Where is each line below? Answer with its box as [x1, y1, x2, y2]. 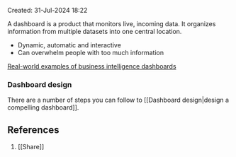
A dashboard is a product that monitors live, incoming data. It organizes [7, 20, 216, 28]
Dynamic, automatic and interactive [17, 41, 122, 49]
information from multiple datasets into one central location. [7, 28, 182, 35]
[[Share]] [17, 143, 45, 151]
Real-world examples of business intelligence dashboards [7, 62, 176, 70]
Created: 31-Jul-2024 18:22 [7, 6, 88, 14]
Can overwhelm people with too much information [17, 49, 164, 57]
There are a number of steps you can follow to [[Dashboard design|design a [7, 95, 229, 105]
